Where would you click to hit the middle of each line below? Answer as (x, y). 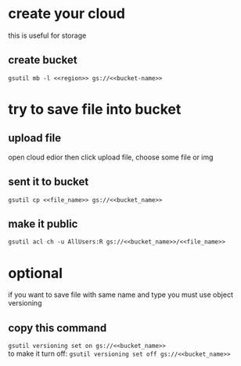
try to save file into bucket (95, 109)
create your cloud (67, 14)
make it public (43, 223)
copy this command (58, 328)
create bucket (43, 60)
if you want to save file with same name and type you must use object (120, 295)
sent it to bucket (49, 182)
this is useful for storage (47, 35)
